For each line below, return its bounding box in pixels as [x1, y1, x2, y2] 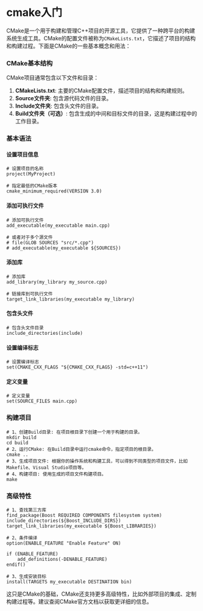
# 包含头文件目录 [6, 324, 44, 331]
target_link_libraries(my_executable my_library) [6, 296, 135, 302]
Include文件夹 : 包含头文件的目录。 [15, 102, 102, 110]
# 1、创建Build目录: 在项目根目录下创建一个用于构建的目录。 [6, 429, 143, 435]
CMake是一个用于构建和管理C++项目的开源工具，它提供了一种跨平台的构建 [6, 27, 196, 34]
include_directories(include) [6, 330, 84, 336]
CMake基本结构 [6, 59, 53, 67]
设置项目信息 [6, 150, 38, 158]
